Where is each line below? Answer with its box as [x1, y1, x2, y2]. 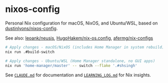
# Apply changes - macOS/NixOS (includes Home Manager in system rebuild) [5, 44, 164, 49]
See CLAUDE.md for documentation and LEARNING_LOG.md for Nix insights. [5, 72, 151, 78]
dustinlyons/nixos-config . [5, 25, 58, 31]
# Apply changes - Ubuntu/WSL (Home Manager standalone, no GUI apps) [5, 58, 155, 63]
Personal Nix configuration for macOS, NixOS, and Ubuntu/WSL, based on [5, 20, 158, 26]
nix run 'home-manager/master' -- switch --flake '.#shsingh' [5, 63, 137, 68]
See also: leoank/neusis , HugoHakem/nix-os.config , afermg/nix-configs [5, 35, 153, 41]
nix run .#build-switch [5, 49, 55, 54]
